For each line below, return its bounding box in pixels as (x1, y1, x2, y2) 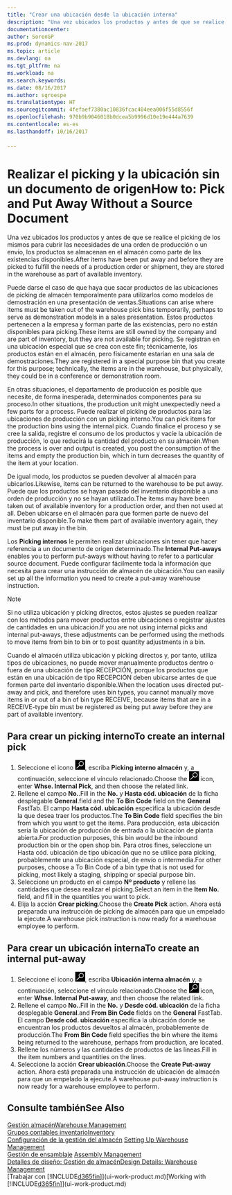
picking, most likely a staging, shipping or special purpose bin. (17, 871, 196, 879)
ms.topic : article (7, 48, 60, 55)
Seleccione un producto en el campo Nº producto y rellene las (17, 878, 196, 887)
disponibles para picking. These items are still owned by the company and (7, 328, 217, 336)
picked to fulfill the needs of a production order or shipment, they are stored (7, 263, 224, 271)
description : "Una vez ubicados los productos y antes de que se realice (7, 18, 225, 26)
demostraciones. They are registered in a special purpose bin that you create (7, 357, 225, 365)
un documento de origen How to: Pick (7, 181, 225, 197)
